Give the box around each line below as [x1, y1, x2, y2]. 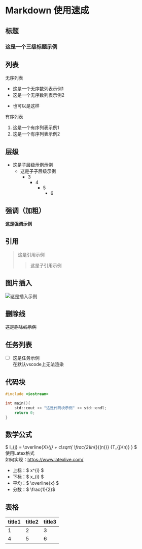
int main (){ [5, 401, 30, 406]
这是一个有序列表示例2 [12, 131, 60, 137]
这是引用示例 [17, 251, 45, 257]
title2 [25, 518, 39, 526]
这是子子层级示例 [20, 168, 56, 174]
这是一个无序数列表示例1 [12, 86, 64, 92]
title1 [8, 518, 21, 526]
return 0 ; [14, 410, 35, 415]
